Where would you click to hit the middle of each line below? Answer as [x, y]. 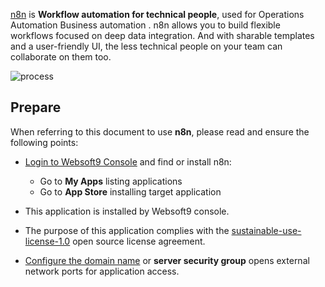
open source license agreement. [139, 241]
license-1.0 [47, 241]
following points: [44, 142]
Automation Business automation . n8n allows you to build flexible [145, 25]
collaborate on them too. [61, 57]
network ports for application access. [102, 271]
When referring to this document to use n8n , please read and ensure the [160, 131]
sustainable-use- [266, 230]
